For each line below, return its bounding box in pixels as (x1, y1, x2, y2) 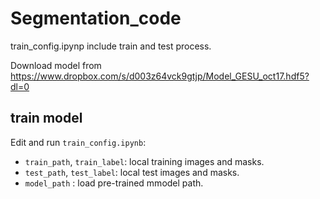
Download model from (10, 59, 102, 71)
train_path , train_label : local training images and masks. (24, 155, 265, 167)
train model (10, 110, 83, 127)
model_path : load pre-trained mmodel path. (24, 177, 204, 189)
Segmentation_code (10, 7, 182, 30)
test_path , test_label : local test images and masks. (24, 166, 240, 178)
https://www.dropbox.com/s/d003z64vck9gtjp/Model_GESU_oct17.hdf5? (10, 70, 310, 82)
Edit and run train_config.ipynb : (10, 136, 147, 148)
